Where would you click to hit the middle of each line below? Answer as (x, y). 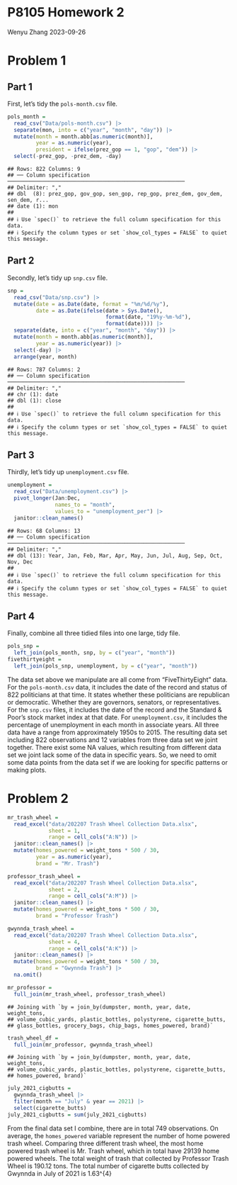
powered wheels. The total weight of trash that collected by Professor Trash (118, 1158)
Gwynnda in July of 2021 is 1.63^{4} (59, 1173)
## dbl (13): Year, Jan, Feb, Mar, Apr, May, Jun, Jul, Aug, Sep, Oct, (115, 556)
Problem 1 (37, 61)
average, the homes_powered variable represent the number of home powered (119, 1135)
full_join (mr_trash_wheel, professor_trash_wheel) (90, 994)
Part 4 (21, 616)
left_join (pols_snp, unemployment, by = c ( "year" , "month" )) (106, 666)
